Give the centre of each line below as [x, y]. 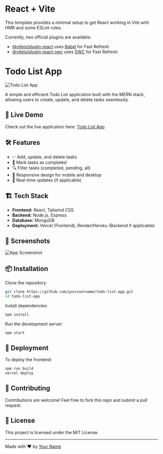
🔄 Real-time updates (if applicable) [47, 180]
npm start [15, 333]
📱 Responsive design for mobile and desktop [57, 175]
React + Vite [30, 9]
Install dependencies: [26, 305]
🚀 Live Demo [24, 115]
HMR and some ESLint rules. [33, 27]
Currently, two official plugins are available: [48, 37]
